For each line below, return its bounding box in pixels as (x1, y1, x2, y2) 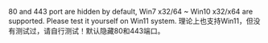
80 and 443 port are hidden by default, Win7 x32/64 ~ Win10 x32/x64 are (8, 7, 254, 16)
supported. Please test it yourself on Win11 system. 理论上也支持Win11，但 (8, 16, 254, 25)
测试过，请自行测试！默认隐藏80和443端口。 (14, 26, 165, 35)
